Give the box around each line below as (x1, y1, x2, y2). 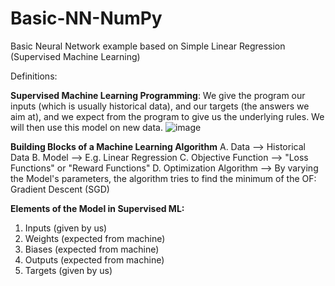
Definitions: (10, 70, 58, 82)
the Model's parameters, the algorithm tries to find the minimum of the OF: (10, 172, 317, 184)
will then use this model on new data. (10, 121, 164, 133)
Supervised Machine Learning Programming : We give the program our (10, 89, 306, 101)
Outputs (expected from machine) (24, 253, 165, 266)
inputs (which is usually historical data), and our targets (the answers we (10, 100, 310, 112)
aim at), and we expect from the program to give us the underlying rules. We (10, 110, 325, 122)
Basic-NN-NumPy (10, 7, 163, 30)
